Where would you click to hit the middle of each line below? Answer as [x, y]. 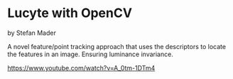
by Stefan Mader [32, 33]
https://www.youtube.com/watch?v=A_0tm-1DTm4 [81, 68]
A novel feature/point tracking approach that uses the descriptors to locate [116, 46]
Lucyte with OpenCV [70, 13]
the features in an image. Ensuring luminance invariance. [91, 54]
